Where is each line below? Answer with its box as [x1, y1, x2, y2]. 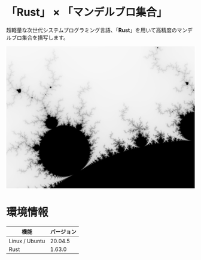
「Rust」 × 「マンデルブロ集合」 [6, 5, 167, 19]
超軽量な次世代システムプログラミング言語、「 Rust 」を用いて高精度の [6, 26, 178, 34]
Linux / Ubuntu [8, 237, 45, 244]
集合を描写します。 [22, 34, 69, 41]
